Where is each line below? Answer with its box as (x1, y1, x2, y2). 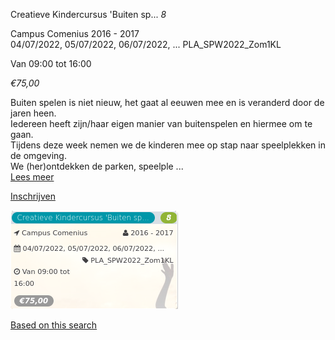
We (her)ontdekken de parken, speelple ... (10, 160, 184, 172)
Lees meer (10, 171, 55, 183)
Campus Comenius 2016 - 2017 (10, 28, 140, 39)
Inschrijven (10, 190, 56, 202)
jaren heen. (10, 107, 57, 119)
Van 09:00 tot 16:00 (10, 58, 92, 69)
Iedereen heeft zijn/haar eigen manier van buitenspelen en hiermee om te (10, 118, 313, 129)
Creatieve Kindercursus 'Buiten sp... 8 (10, 9, 167, 20)
